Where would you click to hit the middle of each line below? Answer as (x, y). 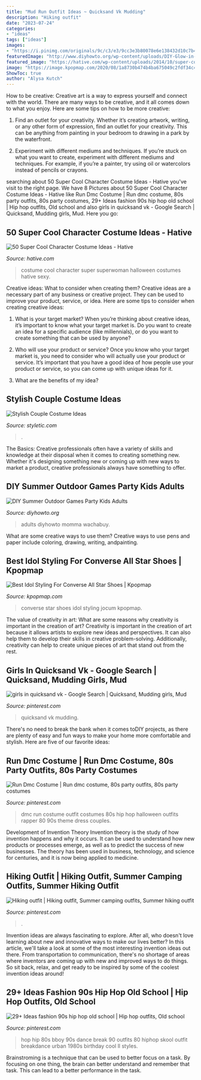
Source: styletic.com (32, 425)
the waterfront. (33, 139)
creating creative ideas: (35, 307)
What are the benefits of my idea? (57, 380)
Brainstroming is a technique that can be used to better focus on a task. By (98, 1057)
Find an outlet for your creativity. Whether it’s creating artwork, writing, (102, 120)
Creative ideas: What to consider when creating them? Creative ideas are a (99, 288)
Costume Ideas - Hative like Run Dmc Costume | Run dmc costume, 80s (95, 194)
